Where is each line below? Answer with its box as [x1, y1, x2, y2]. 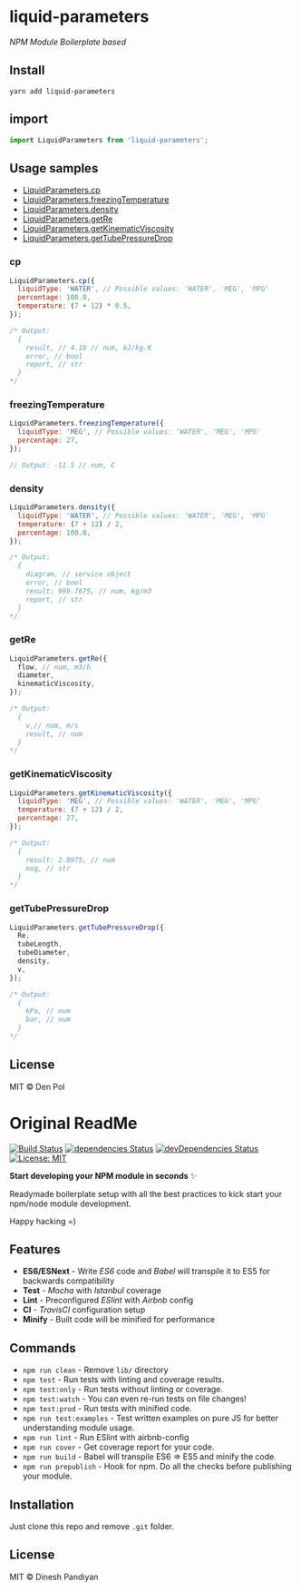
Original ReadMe [9, 1113, 138, 1134]
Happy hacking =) [9, 1215, 77, 1226]
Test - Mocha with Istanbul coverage [22, 1285, 161, 1296]
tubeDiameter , [17, 948, 71, 958]
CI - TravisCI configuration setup [22, 1304, 146, 1315]
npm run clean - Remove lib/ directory [22, 1364, 170, 1376]
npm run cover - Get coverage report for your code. [22, 1441, 215, 1453]
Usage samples [9, 161, 99, 176]
